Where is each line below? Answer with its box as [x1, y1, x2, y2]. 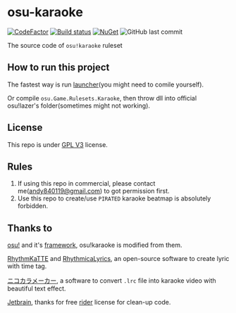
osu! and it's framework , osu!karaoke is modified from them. [7, 241, 182, 250]
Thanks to [7, 222, 53, 234]
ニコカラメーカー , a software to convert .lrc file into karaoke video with [7, 276, 216, 285]
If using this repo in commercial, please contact [17, 179, 156, 188]
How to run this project [7, 61, 110, 74]
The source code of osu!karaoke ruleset [7, 41, 123, 49]
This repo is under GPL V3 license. [7, 140, 108, 148]
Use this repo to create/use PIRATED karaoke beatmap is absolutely [17, 194, 211, 203]
